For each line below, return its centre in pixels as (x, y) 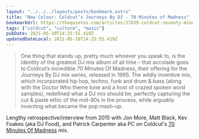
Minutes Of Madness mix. (37, 130)
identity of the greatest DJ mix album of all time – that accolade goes (105, 62)
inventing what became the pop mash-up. (72, 106)
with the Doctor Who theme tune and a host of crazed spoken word (103, 87)
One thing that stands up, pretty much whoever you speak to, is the (103, 56)
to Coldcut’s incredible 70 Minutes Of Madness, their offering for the (104, 68)
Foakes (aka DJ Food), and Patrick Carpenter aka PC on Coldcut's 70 (90, 124)
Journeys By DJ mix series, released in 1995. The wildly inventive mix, (106, 75)
